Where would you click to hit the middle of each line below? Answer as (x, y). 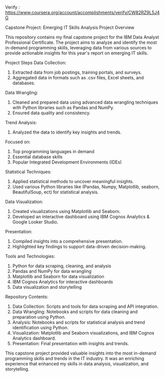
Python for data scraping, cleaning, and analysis (62, 266)
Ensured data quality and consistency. (51, 113)
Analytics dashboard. (34, 338)
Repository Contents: (27, 297)
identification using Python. (40, 328)
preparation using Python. (39, 317)
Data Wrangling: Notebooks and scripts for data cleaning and (75, 312)
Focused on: (18, 142)
